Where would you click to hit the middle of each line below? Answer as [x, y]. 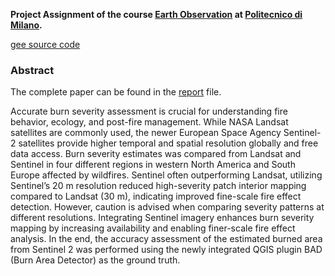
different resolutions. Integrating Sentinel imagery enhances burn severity [162, 218]
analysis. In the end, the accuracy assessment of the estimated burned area [166, 239]
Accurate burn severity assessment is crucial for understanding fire [149, 111]
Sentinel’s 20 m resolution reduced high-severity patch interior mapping [158, 186]
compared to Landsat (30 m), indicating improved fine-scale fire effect [156, 196]
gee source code [45, 44]
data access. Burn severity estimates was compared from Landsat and [156, 154]
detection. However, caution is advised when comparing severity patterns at [167, 207]
